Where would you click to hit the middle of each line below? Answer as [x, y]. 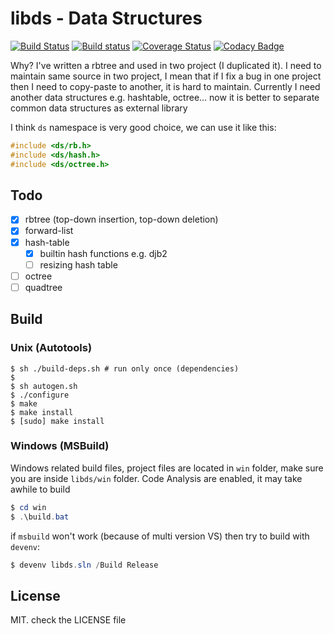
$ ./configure [40, 395]
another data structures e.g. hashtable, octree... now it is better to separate [165, 97]
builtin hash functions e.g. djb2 [103, 253]
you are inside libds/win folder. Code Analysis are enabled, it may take [156, 478]
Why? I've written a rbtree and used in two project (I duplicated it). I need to [166, 65]
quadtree [43, 287]
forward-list [49, 231]
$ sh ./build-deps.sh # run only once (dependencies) [125, 368]
